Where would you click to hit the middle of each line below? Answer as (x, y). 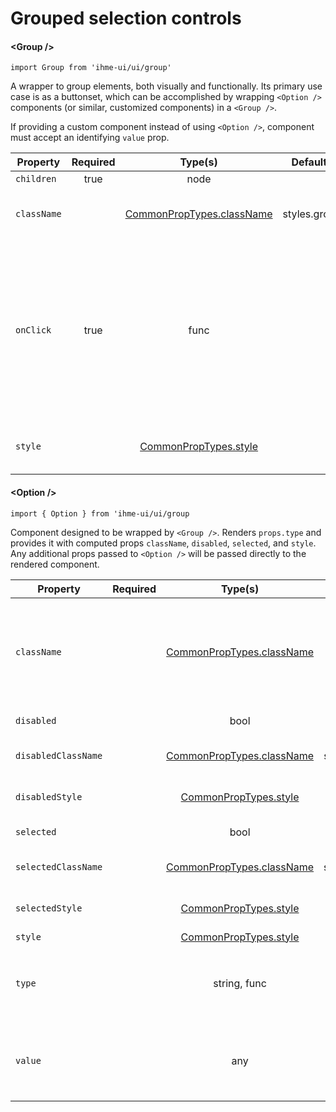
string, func (240, 983)
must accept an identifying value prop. (90, 138)
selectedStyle (49, 908)
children (36, 179)
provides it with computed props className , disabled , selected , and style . (163, 543)
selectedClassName (59, 866)
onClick (33, 330)
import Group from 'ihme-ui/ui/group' (91, 68)
